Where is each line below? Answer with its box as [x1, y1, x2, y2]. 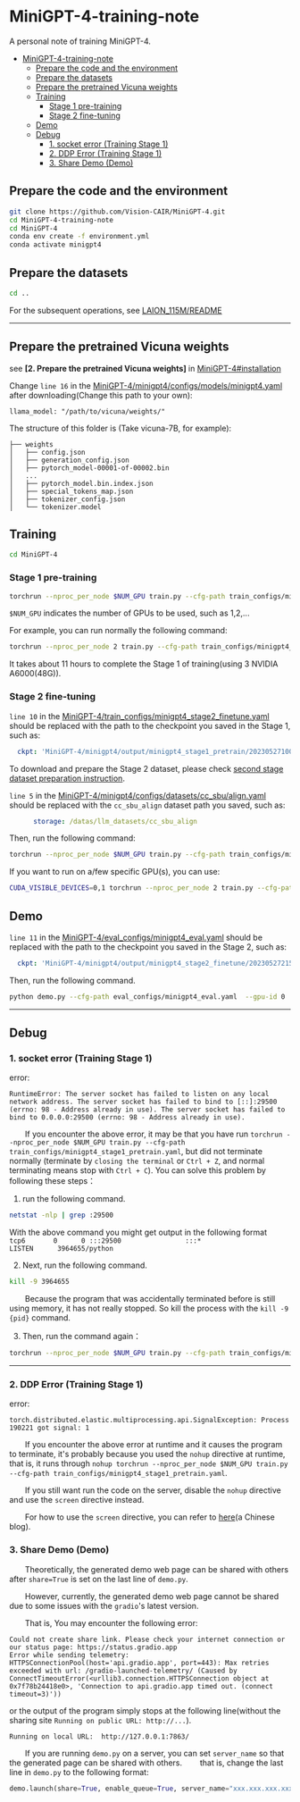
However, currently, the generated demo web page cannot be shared [25, 1590, 279, 1601]
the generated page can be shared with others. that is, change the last [9, 1757, 284, 1768]
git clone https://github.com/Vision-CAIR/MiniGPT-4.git [9, 207, 226, 216]
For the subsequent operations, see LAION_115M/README [9, 305, 222, 315]
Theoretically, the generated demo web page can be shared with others [25, 1563, 288, 1574]
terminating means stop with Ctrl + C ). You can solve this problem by [9, 1165, 266, 1176]
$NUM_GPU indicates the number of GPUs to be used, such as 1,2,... [9, 608, 250, 618]
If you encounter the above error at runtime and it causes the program [25, 1439, 283, 1450]
